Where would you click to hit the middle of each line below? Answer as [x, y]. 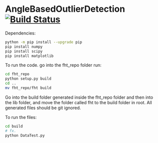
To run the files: [21, 117]
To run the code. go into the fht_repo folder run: [53, 65]
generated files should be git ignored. [43, 108]
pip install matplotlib [29, 56]
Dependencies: [20, 33]
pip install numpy [24, 47]
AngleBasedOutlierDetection [65, 9]
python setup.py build [28, 79]
